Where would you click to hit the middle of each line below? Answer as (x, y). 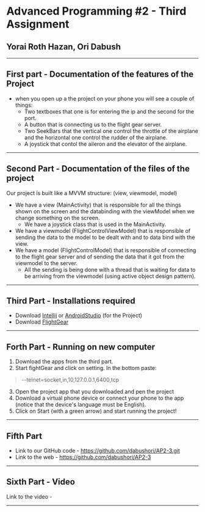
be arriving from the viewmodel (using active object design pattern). (110, 276)
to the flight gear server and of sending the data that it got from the (99, 257)
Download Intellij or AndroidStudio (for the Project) (78, 316)
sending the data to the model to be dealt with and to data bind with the (105, 237)
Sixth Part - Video (41, 482)
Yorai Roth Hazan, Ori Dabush (63, 47)
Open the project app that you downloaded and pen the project (95, 392)
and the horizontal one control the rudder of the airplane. (96, 137)
